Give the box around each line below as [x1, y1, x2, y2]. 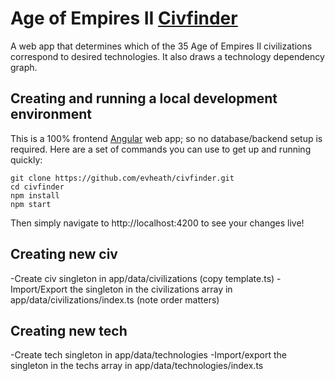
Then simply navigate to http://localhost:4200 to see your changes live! [10, 217, 305, 229]
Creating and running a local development [10, 90, 278, 107]
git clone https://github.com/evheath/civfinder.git [10, 173, 235, 183]
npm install [10, 190, 60, 201]
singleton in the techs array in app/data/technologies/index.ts [10, 360, 264, 372]
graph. [10, 61, 38, 73]
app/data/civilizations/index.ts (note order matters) [10, 293, 220, 306]
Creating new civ [10, 246, 118, 263]
